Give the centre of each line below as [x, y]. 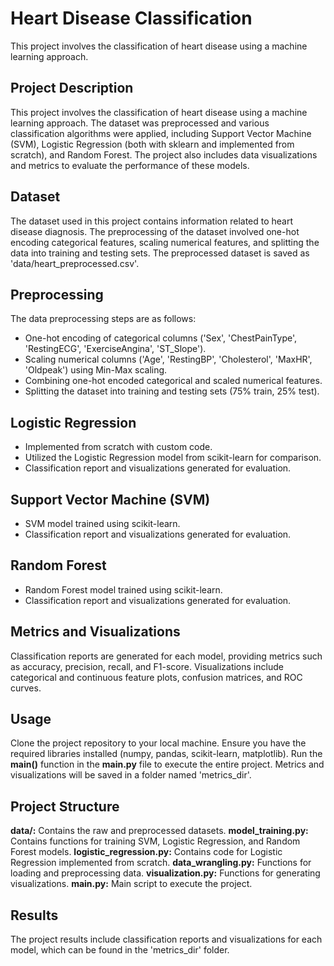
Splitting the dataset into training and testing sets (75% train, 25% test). [172, 391]
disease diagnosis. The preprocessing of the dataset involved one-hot [155, 231]
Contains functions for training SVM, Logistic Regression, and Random [155, 841]
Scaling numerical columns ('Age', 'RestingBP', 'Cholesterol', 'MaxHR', [168, 359]
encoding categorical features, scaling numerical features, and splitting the [165, 242]
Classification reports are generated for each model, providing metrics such [166, 656]
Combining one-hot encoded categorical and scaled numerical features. [173, 381]
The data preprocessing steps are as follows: [103, 319]
